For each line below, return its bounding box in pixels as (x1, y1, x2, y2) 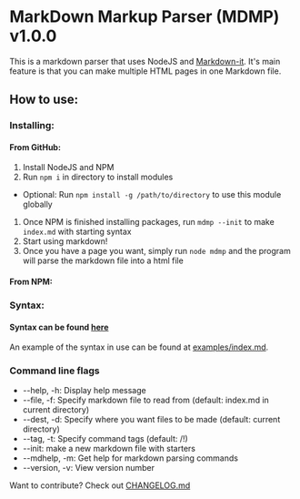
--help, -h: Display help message (22, 385, 147, 396)
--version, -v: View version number (22, 463, 155, 474)
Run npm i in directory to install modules (22, 171, 174, 183)
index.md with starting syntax (22, 226, 132, 238)
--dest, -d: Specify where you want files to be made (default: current (22, 414, 281, 425)
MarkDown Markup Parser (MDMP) (9, 6, 280, 27)
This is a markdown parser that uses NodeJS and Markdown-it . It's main (9, 56, 281, 66)
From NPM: (9, 276, 53, 288)
